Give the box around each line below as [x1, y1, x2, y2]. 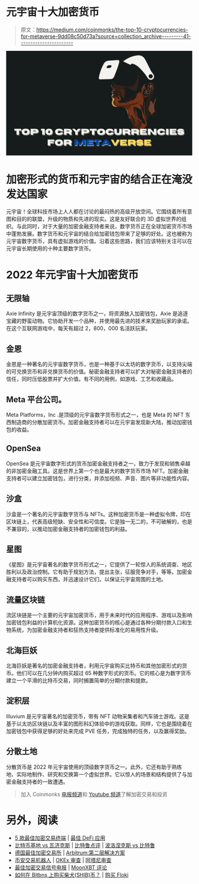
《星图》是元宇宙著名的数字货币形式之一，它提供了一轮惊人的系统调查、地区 [6, 561, 193, 568]
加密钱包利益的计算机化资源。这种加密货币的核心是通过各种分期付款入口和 [6, 619, 187, 626]
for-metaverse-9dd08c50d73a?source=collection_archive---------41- [20, 33, 191, 40]
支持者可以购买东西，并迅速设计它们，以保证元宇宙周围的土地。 [11, 576, 167, 583]
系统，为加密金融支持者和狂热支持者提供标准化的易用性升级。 [11, 626, 161, 633]
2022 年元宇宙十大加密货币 [6, 268, 139, 281]
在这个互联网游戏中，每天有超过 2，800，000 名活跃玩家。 [6, 325, 151, 332]
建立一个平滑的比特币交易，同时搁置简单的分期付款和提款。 [6, 677, 151, 684]
